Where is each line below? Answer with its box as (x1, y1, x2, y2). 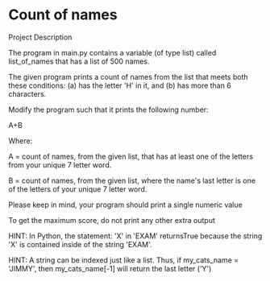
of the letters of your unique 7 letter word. (8, 184, 147, 194)
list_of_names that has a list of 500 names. (8, 56, 150, 66)
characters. (8, 89, 47, 98)
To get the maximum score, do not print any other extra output (8, 215, 216, 225)
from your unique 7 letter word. (8, 159, 112, 170)
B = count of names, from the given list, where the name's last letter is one (8, 176, 256, 185)
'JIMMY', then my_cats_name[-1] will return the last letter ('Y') (8, 263, 212, 273)
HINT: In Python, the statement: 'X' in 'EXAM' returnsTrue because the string (8, 231, 263, 241)
